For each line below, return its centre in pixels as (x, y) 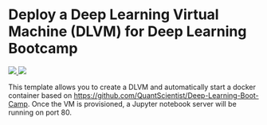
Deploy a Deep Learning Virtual (114, 15)
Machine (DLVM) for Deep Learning (128, 31)
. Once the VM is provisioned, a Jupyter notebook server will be (132, 104)
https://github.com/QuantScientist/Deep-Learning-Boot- (166, 95)
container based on (40, 95)
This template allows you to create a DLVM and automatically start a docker (132, 87)
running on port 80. (40, 112)
